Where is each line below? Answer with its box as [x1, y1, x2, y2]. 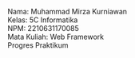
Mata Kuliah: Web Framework [7, 32, 105, 41]
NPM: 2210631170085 [7, 24, 79, 33]
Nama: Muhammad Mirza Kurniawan [7, 7, 128, 16]
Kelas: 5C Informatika [7, 15, 78, 25]
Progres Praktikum [7, 41, 69, 50]
